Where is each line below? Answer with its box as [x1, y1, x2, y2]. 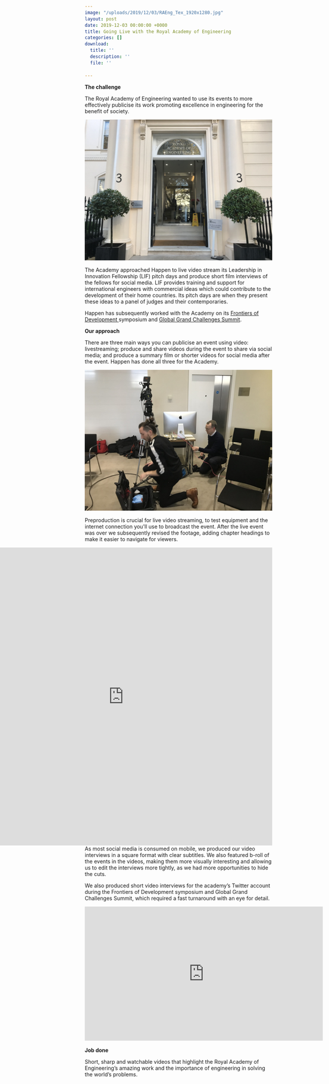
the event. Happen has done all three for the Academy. [84, 358, 219, 365]
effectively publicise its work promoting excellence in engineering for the [84, 101, 264, 108]
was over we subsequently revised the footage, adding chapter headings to [84, 529, 270, 536]
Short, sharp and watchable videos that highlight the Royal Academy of [84, 1058, 259, 1065]
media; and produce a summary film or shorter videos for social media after [84, 352, 270, 359]
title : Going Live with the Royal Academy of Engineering [84, 29, 231, 35]
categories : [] [84, 35, 123, 41]
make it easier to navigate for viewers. [84, 535, 178, 542]
